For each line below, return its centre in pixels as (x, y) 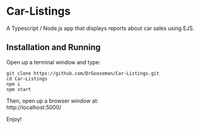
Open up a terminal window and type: (53, 62)
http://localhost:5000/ (34, 107)
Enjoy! (14, 119)
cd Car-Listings (27, 79)
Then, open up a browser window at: (52, 101)
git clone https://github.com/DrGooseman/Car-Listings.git (83, 73)
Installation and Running (54, 47)
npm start (19, 89)
